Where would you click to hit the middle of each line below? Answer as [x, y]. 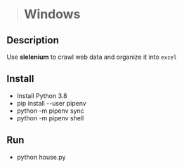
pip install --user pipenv [52, 103]
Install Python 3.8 [42, 96]
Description [33, 40]
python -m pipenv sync [51, 111]
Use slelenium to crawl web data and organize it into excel [92, 57]
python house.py [41, 157]
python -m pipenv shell [50, 118]
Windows [52, 14]
